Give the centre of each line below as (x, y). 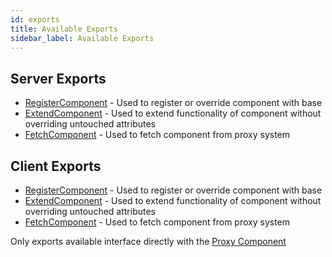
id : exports (35, 19)
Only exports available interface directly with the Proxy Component (148, 241)
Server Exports (58, 78)
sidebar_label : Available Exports (82, 38)
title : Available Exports (64, 29)
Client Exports (56, 166)
